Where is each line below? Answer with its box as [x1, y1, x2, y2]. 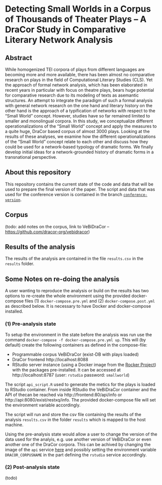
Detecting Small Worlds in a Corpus [5, 3, 151, 15]
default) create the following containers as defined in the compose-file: [5, 342, 147, 348]
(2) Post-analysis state [5, 464, 60, 470]
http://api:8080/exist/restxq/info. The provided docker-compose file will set [5, 397, 156, 402]
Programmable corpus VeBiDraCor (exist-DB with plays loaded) [12, 351, 139, 357]
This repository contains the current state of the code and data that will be [5, 181, 154, 187]
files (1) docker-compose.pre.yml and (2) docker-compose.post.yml [25, 298, 155, 304]
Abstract [5, 53, 32, 62]
